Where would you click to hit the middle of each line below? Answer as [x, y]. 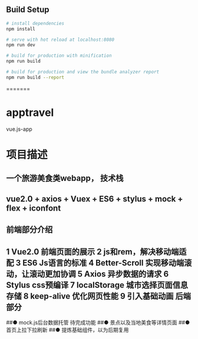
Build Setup [28, 10]
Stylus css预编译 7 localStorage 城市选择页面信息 [97, 285]
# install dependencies [35, 23]
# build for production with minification [59, 56]
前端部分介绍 [29, 230]
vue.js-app [19, 129]
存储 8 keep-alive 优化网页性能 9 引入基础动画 [90, 296]
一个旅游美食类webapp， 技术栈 [65, 178]
